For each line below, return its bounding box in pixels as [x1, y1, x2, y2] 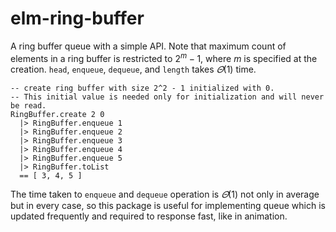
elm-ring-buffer [10, 7, 145, 30]
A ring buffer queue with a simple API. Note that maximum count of [10, 40, 287, 52]
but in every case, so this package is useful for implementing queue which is [10, 199, 326, 211]
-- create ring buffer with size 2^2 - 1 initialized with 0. [10, 83, 275, 93]
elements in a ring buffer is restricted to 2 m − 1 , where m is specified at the [10, 50, 318, 64]
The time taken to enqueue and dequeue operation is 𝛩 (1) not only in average [10, 188, 320, 200]
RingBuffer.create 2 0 [10, 109, 105, 119]
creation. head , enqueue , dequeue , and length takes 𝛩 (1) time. [10, 63, 257, 75]
